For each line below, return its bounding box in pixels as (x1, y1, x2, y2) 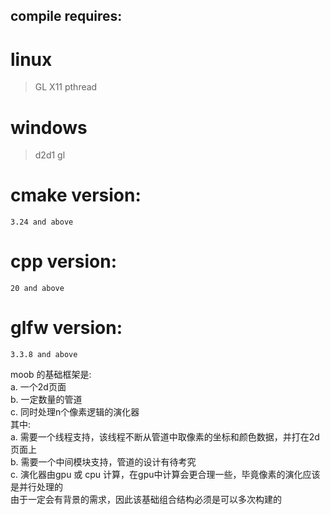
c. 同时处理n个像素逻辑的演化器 (10, 406, 140, 418)
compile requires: (10, 8, 123, 25)
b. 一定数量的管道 (10, 394, 83, 406)
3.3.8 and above (10, 350, 78, 360)
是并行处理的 (10, 481, 63, 493)
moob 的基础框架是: (10, 369, 92, 381)
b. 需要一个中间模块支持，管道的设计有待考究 (10, 456, 197, 468)
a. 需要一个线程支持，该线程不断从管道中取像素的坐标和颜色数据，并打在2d (10, 431, 320, 443)
